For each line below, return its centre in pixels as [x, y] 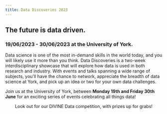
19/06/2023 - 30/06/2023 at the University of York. [69, 44]
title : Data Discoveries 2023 [37, 10]
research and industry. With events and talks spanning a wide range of [78, 71]
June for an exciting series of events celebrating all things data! [71, 97]
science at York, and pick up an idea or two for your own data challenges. [81, 82]
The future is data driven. [45, 30]
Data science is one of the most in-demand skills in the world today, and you [84, 55]
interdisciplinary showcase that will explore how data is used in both [75, 66]
